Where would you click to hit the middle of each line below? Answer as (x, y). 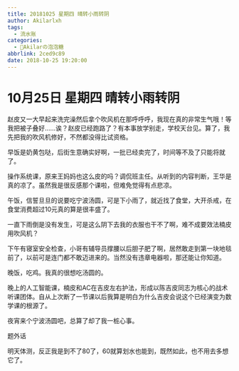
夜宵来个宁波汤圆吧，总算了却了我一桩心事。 (73, 320)
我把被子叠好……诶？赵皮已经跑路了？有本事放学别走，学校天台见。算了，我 (119, 128)
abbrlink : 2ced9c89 (36, 54)
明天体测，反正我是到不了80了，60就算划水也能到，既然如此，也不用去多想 (118, 351)
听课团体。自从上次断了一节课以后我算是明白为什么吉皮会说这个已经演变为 (116, 296)
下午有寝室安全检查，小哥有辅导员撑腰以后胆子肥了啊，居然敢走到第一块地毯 (119, 248)
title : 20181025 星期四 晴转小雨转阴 (58, 14)
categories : (25, 41)
